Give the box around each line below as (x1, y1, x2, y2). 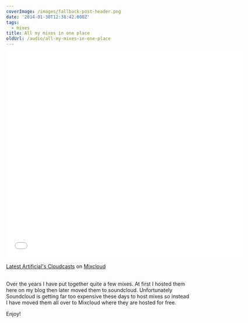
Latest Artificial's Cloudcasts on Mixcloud (6, 263, 106, 270)
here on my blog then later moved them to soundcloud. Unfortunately (6, 287, 173, 293)
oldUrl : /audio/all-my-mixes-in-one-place (6, 36, 111, 42)
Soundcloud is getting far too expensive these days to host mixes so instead (6, 293, 190, 300)
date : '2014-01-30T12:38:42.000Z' (6, 14, 90, 20)
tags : (6, 19, 19, 25)
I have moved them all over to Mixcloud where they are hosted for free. (6, 299, 177, 306)
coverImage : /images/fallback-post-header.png (6, 8, 121, 15)
